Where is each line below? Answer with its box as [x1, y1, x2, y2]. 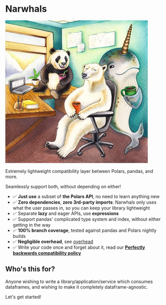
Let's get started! [5, 294, 42, 300]
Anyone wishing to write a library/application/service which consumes [5, 278, 153, 285]
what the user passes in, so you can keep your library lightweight [12, 205, 150, 211]
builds [12, 233, 26, 239]
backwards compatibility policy [12, 250, 81, 256]
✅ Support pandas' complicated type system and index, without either [12, 216, 161, 222]
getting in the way [12, 222, 51, 228]
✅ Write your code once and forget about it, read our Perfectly [12, 244, 146, 250]
